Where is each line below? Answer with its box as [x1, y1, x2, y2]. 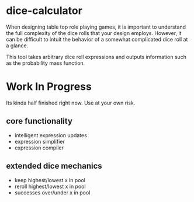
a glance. [6, 42, 29, 49]
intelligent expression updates [14, 131, 88, 138]
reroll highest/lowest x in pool [14, 183, 86, 190]
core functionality [6, 116, 73, 126]
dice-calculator [6, 4, 83, 18]
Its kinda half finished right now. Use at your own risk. [6, 99, 136, 106]
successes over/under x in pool [14, 189, 91, 196]
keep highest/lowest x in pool [14, 176, 86, 183]
